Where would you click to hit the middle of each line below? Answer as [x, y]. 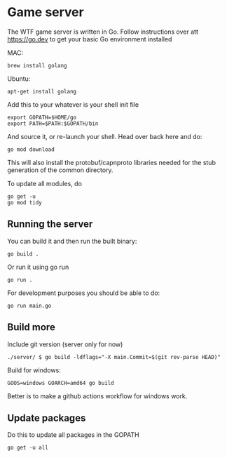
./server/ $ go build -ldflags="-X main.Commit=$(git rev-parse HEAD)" [114, 357]
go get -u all [28, 448]
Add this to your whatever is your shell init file [73, 104]
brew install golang [37, 65]
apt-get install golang [42, 91]
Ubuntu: [19, 79]
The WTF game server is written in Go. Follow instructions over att [103, 32]
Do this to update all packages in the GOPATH [73, 435]
